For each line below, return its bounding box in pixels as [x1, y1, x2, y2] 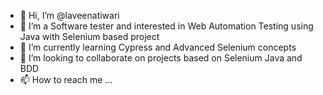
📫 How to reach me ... [19, 74, 113, 85]
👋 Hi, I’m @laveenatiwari [19, 10, 120, 21]
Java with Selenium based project [19, 31, 160, 42]
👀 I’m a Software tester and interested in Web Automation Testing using [19, 20, 314, 32]
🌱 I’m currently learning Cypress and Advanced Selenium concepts [19, 41, 297, 53]
